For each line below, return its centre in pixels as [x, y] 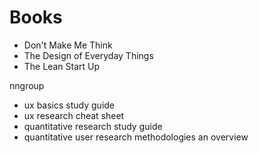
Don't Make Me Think [68, 45]
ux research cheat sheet [74, 115]
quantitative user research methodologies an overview [136, 137]
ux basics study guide [69, 105]
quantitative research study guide [93, 126]
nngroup [27, 85]
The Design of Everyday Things [88, 55]
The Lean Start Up [61, 66]
